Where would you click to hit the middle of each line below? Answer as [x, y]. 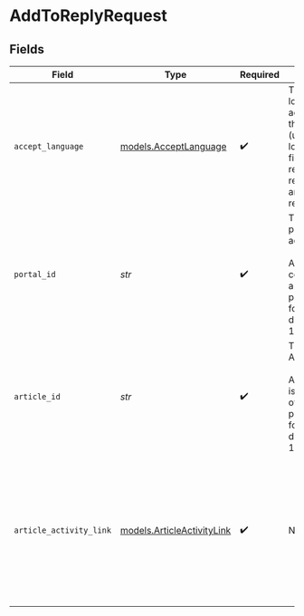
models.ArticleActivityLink [176, 530]
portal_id [35, 274]
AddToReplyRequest [88, 16]
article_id [37, 396]
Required [260, 75]
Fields [27, 49]
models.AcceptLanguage [173, 146]
